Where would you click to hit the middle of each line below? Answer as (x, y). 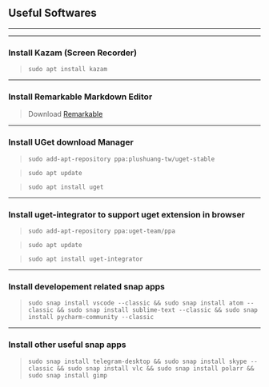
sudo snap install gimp (68, 375)
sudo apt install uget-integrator (85, 259)
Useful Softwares (53, 13)
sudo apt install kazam (68, 70)
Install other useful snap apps (67, 345)
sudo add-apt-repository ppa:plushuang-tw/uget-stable (121, 159)
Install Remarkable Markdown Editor (80, 97)
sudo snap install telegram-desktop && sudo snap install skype (137, 361)
